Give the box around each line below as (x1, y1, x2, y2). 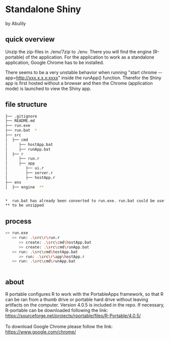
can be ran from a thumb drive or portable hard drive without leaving (5, 296, 148, 302)
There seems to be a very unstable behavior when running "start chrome (5, 69, 157, 75)
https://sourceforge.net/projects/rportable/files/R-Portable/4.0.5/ (5, 313, 141, 319)
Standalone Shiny (5, 4, 81, 15)
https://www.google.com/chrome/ (5, 329, 76, 335)
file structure (5, 100, 48, 109)
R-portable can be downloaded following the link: (5, 307, 108, 313)
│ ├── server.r (5, 170, 53, 176)
